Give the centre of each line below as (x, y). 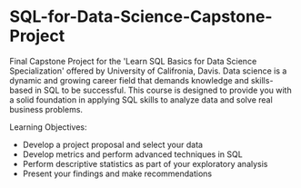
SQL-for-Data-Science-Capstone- (141, 17)
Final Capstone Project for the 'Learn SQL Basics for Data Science (133, 61)
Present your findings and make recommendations (117, 173)
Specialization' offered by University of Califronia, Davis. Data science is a (148, 71)
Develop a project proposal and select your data (112, 144)
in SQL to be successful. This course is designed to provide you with (164, 90)
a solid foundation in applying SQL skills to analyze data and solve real (141, 99)
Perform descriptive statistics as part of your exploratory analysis (145, 163)
